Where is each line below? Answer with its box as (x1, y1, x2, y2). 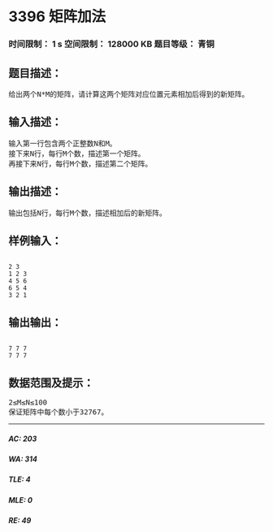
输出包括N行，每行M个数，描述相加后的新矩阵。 (8, 208, 167, 218)
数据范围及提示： (8, 375, 94, 390)
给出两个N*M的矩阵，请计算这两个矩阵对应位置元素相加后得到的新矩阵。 (8, 89, 249, 98)
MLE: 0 (8, 495, 32, 504)
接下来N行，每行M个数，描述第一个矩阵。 (8, 149, 145, 158)
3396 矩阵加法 (8, 7, 106, 26)
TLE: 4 (8, 474, 31, 484)
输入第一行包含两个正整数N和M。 (8, 139, 117, 148)
